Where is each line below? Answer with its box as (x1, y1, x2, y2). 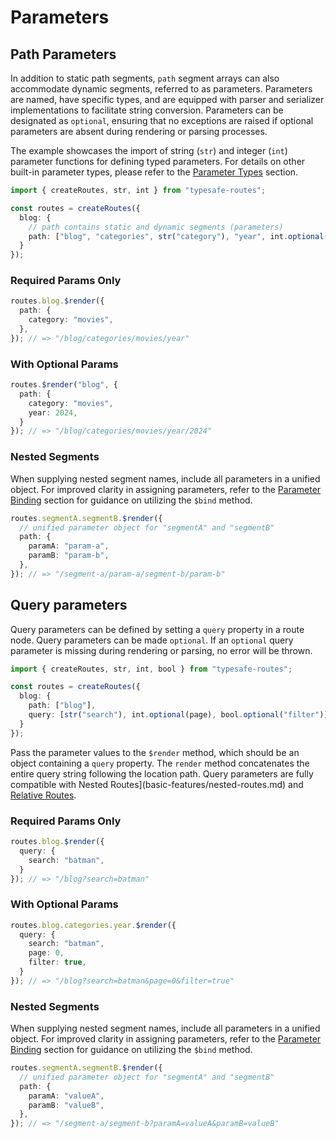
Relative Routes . (10, 789, 77, 801)
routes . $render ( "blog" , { (10, 380, 118, 390)
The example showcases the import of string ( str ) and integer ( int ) (10, 145, 288, 156)
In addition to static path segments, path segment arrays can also (10, 72, 280, 84)
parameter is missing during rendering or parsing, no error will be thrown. (10, 644, 313, 656)
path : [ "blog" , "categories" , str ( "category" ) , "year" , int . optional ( (28, 231, 329, 241)
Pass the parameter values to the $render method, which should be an (10, 746, 300, 758)
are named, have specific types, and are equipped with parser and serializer (10, 94, 325, 105)
